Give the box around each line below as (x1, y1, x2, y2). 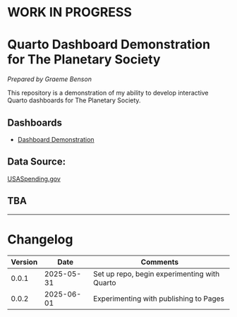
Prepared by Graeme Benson (7, 75, 92, 83)
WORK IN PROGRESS (7, 4, 133, 20)
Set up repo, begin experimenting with (92, 269, 220, 279)
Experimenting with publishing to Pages (92, 294, 224, 304)
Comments (140, 257, 178, 267)
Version (11, 257, 38, 267)
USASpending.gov (7, 174, 61, 183)
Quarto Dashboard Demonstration (7, 37, 210, 53)
